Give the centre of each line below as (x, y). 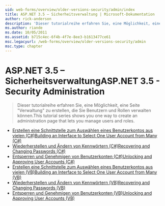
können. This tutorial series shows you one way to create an (77, 116)
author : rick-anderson (28, 19)
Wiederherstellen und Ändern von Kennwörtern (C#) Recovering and (81, 146)
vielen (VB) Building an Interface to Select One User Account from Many (84, 172)
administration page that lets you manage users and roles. (76, 120)
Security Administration (55, 91)
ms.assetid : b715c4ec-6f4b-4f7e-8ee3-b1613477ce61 (58, 37)
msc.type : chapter (24, 46)
